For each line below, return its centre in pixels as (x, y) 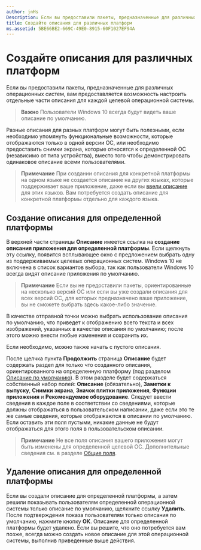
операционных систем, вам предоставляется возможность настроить (96, 94)
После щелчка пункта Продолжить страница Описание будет (86, 358)
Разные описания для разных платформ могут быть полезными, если (95, 130)
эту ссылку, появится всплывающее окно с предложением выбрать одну (100, 255)
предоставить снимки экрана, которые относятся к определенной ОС (96, 149)
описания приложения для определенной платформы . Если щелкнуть (98, 248)
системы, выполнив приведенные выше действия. (71, 540)
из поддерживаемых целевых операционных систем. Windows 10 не (94, 261)
